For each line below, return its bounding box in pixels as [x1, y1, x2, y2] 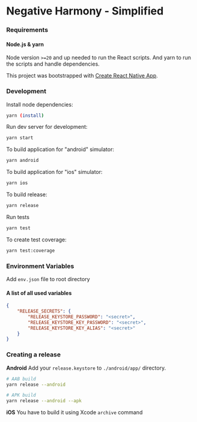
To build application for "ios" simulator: [6, 169, 103, 176]
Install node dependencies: [6, 101, 73, 108]
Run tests [6, 213, 30, 220]
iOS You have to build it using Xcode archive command [6, 409, 143, 416]
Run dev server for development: [6, 123, 88, 131]
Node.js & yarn [6, 40, 44, 48]
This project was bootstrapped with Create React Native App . [6, 72, 158, 79]
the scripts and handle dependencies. [6, 60, 100, 67]
